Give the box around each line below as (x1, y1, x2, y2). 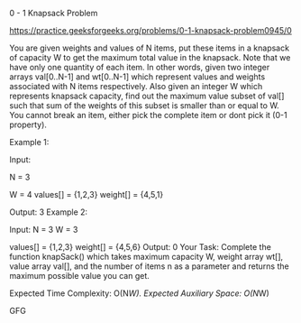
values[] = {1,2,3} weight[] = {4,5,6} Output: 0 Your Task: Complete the (9, 242, 272, 252)
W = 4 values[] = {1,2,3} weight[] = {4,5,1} (9, 189, 164, 199)
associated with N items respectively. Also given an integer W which (9, 81, 263, 91)
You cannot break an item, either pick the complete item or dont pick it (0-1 (9, 110, 287, 120)
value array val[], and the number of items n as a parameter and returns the (9, 261, 290, 272)
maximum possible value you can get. (9, 271, 150, 281)
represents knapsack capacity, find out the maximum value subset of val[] (9, 90, 285, 101)
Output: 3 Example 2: (9, 207, 88, 217)
